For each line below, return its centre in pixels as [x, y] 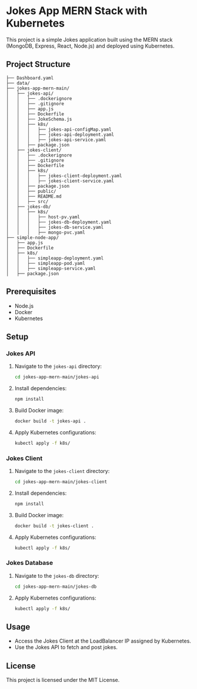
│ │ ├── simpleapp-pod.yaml [46, 263]
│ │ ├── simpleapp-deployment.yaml [55, 258]
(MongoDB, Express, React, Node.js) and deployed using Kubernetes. [90, 46]
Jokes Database [30, 563]
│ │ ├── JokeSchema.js [39, 119]
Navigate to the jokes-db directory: [57, 575]
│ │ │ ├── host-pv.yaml [43, 217]
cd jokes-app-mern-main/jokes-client [61, 482]
